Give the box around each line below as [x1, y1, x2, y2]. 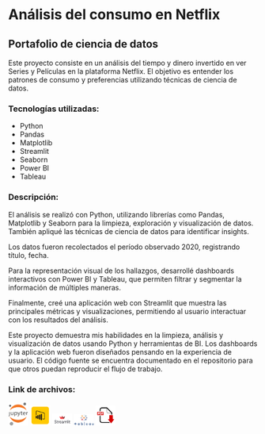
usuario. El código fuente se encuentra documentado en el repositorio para [8, 355, 253, 365]
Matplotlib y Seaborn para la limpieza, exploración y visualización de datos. [8, 218, 254, 228]
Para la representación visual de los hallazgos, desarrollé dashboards [8, 266, 235, 275]
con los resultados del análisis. [8, 315, 109, 325]
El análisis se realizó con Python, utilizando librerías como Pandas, [8, 209, 225, 219]
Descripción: [8, 192, 59, 203]
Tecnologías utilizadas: [8, 103, 100, 114]
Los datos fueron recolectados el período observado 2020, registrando [8, 242, 240, 252]
